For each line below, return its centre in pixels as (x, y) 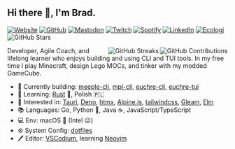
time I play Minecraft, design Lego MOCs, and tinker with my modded (107, 65)
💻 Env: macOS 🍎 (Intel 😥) (55, 120)
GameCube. (24, 73)
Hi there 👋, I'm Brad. (52, 13)
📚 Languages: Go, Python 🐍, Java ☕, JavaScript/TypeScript (104, 110)
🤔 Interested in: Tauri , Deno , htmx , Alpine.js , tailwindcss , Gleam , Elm (115, 101)
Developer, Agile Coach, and (48, 50)
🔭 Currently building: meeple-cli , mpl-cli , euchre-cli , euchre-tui (108, 86)
